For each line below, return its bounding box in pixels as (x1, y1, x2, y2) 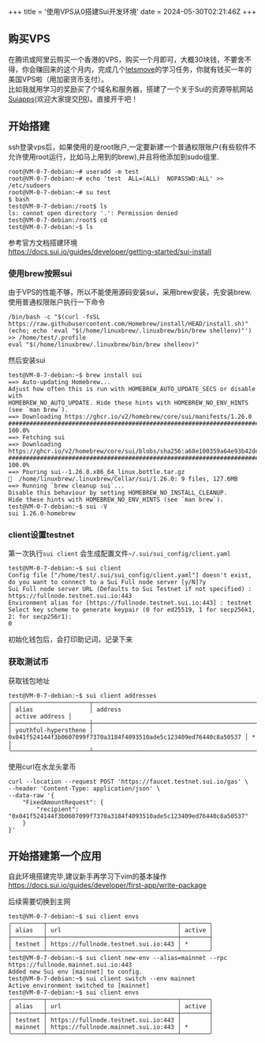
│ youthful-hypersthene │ (8, 726, 93, 734)
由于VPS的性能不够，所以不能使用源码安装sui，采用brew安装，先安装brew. (8, 287, 252, 296)
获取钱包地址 (8, 676, 50, 685)
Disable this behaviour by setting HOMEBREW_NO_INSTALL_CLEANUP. (8, 488, 227, 496)
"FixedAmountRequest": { (22, 798, 104, 806)
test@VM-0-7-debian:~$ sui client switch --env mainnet (8, 975, 196, 983)
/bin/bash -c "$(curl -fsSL (8, 313, 101, 321)
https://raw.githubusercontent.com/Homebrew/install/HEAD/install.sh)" (8, 319, 248, 328)
